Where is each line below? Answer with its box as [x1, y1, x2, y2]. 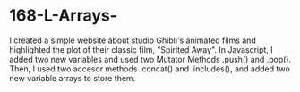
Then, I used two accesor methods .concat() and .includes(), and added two [9, 63, 291, 74]
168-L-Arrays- [9, 5, 118, 26]
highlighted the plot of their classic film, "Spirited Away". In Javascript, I [9, 44, 273, 54]
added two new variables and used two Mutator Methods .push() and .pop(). [9, 54, 292, 64]
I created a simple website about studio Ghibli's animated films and [9, 35, 257, 46]
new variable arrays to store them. [9, 72, 136, 83]
